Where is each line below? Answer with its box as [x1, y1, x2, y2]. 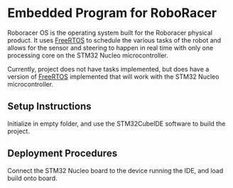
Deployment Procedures [7, 148, 118, 160]
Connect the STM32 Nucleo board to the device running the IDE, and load [7, 166, 224, 175]
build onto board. [7, 174, 58, 182]
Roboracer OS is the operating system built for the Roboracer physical [7, 28, 213, 37]
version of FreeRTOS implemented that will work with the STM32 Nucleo [7, 72, 220, 81]
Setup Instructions [7, 101, 92, 113]
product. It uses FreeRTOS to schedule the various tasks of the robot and [7, 35, 222, 44]
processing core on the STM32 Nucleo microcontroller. [7, 51, 168, 60]
